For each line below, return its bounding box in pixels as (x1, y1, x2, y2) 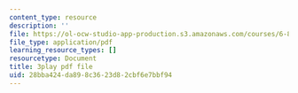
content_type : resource (9, 12, 98, 22)
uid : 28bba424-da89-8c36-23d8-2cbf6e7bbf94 (9, 71, 173, 80)
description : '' (9, 21, 69, 30)
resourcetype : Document (9, 54, 98, 63)
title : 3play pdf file (9, 63, 93, 72)
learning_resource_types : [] (9, 46, 117, 55)
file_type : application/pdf (9, 37, 114, 47)
